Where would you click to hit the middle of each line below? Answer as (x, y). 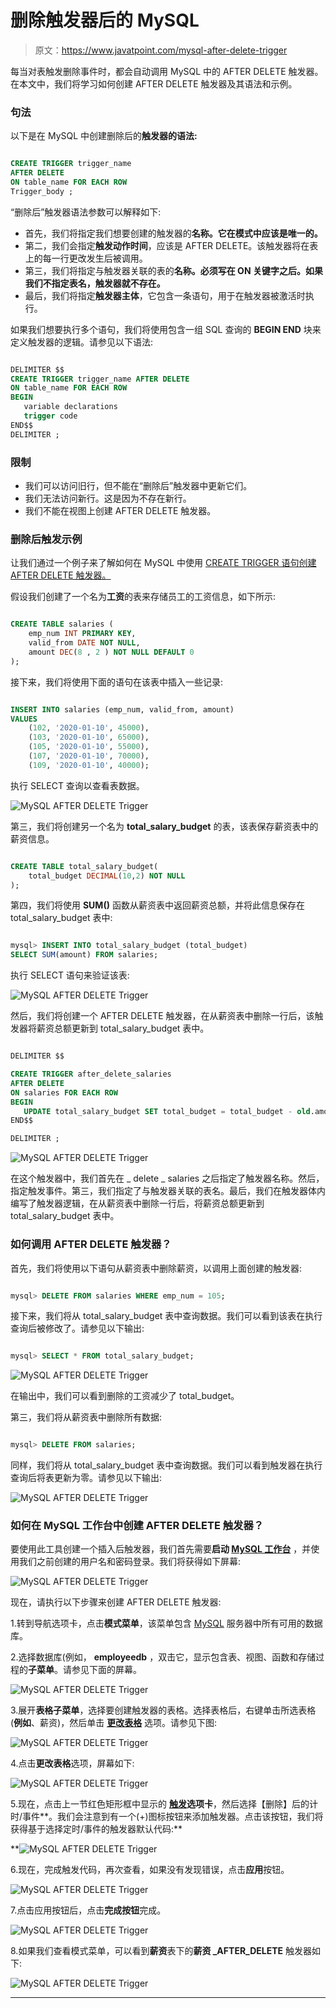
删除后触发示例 (46, 539)
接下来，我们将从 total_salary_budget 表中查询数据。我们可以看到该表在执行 (166, 1316)
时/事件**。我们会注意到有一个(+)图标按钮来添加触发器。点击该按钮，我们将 (167, 1817)
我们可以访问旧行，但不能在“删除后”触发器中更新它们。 (138, 486)
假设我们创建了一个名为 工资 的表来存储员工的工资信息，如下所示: (143, 597)
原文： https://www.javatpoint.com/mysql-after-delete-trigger (161, 50)
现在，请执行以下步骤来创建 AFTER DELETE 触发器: (116, 1602)
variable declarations (70, 407)
